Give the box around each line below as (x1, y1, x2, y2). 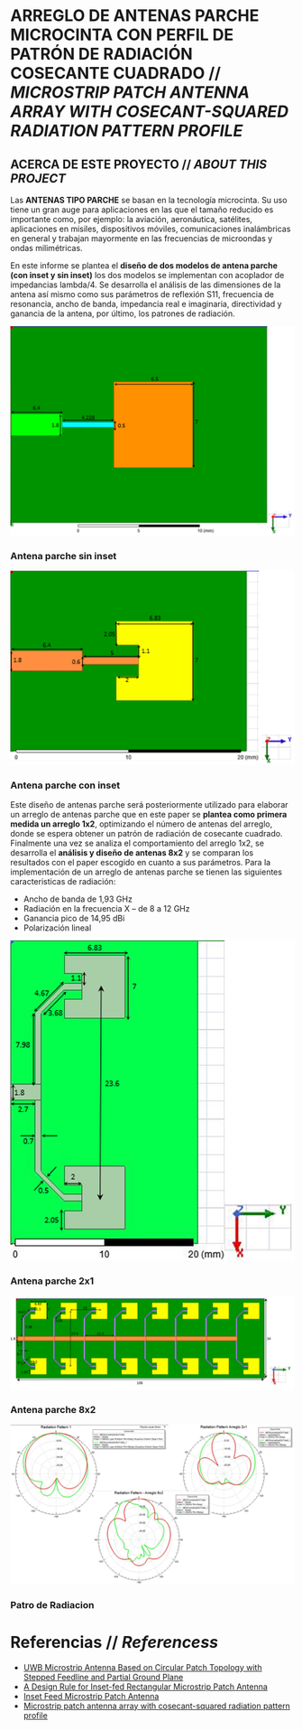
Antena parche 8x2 (10, 1403, 96, 1416)
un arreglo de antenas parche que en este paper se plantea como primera (10, 809, 288, 820)
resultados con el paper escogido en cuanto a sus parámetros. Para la (10, 857, 271, 868)
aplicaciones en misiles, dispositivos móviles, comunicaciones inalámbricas (10, 223, 291, 234)
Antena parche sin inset (10, 549, 117, 562)
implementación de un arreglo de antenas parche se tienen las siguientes (10, 866, 283, 877)
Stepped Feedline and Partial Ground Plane (23, 1671, 184, 1682)
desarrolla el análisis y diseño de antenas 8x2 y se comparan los (10, 847, 254, 858)
